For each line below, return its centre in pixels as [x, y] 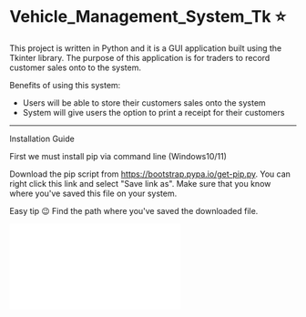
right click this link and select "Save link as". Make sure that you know [140, 183]
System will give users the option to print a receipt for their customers [153, 112]
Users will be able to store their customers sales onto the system [144, 102]
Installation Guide [42, 138]
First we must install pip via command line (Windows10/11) [118, 156]
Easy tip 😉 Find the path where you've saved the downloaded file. [134, 210]
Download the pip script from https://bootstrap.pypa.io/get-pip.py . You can [150, 174]
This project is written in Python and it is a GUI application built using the [146, 48]
